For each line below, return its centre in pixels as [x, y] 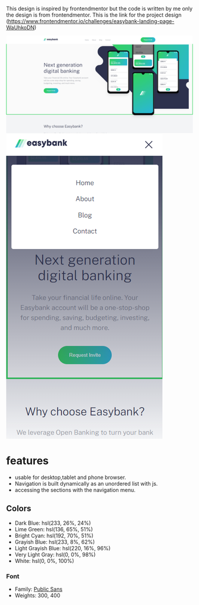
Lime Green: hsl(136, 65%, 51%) [54, 529]
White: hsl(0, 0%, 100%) [44, 560]
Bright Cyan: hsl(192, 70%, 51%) [54, 535]
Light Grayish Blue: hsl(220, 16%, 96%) [62, 548]
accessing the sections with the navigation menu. [75, 490]
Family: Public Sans [38, 589]
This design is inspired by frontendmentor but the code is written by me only [99, 9]
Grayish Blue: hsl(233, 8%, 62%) [55, 542]
